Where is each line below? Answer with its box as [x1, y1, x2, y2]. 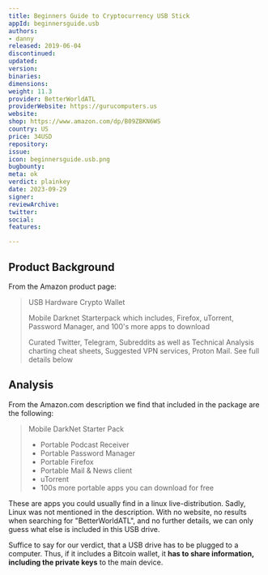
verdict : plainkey [8, 178, 70, 187]
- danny [8, 34, 35, 43]
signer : [8, 192, 35, 201]
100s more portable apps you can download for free [40, 483, 215, 492]
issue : [8, 148, 31, 156]
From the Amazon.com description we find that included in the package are [8, 399, 261, 410]
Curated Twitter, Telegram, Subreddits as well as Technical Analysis [28, 337, 255, 347]
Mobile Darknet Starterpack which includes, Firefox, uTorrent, [28, 313, 235, 323]
